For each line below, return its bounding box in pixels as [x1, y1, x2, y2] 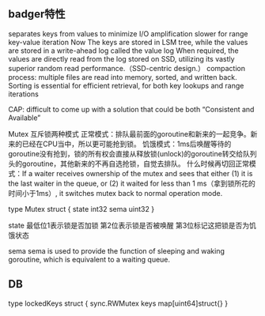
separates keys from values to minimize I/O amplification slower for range [8, 28, 248, 38]
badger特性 [8, 7, 66, 21]
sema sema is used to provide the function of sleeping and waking [8, 246, 225, 255]
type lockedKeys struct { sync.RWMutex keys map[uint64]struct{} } [8, 299, 228, 308]
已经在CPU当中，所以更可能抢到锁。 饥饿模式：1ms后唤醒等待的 [21, 139, 232, 149]
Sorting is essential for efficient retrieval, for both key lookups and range [8, 81, 244, 90]
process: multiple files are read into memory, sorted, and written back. [8, 72, 237, 81]
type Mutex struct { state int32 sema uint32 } [8, 204, 155, 213]
